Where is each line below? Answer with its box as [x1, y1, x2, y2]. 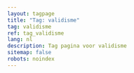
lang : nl [7, 36, 33, 43]
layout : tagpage [7, 10, 55, 17]
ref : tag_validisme [7, 29, 65, 37]
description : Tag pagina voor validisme [7, 42, 128, 49]
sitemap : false [7, 49, 52, 56]
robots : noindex [7, 56, 55, 63]
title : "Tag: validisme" [7, 17, 80, 24]
